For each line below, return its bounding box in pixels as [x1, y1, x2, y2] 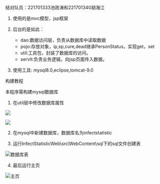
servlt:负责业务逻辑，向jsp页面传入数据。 [20, 56, 107, 62]
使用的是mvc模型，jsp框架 [12, 15, 68, 21]
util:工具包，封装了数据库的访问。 [20, 50, 91, 56]
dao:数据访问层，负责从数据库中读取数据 [20, 37, 106, 43]
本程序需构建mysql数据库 [5, 89, 59, 95]
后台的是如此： [12, 26, 44, 32]
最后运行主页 [12, 163, 40, 168]
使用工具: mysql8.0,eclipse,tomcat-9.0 [12, 67, 94, 73]
